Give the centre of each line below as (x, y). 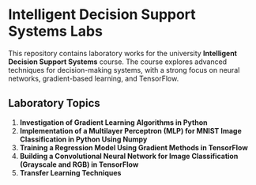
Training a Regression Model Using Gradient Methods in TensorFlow (134, 147)
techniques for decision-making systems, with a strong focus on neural (124, 70)
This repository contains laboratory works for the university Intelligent (122, 53)
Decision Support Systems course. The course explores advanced (118, 62)
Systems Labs (55, 31)
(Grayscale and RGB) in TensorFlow (79, 164)
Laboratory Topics (54, 103)
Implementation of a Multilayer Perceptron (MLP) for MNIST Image (131, 130)
